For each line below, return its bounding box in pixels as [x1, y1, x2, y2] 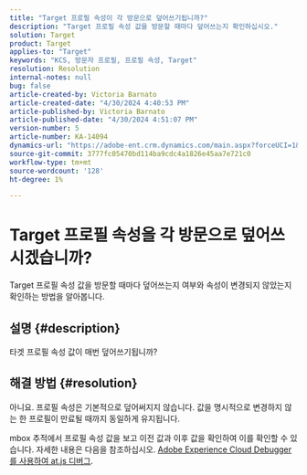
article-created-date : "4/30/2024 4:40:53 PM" [9, 98, 190, 108]
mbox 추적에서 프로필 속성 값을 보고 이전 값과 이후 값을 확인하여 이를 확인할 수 [9, 432, 289, 443]
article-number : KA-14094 [9, 132, 108, 142]
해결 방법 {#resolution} [9, 375, 138, 391]
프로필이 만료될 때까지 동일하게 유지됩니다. [28, 413, 181, 424]
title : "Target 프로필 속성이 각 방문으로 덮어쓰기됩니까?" [9, 13, 208, 23]
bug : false [9, 81, 51, 90]
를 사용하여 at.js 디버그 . [9, 455, 94, 466]
